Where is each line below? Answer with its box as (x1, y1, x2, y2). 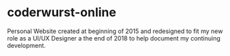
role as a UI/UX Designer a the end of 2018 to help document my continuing (7, 34, 221, 42)
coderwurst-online (7, 5, 116, 20)
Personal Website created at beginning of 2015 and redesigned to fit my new (7, 27, 223, 35)
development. (7, 41, 46, 49)
